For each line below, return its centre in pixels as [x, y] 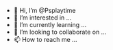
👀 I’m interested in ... [42, 18]
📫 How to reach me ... [45, 40]
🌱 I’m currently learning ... [50, 25]
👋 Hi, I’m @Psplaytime [45, 10]
